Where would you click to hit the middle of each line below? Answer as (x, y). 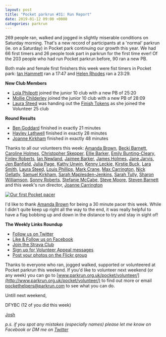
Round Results (20, 118)
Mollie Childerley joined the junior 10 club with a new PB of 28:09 (79, 98)
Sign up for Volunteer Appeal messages (53, 250)
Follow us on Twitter (33, 234)
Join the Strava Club (33, 245)
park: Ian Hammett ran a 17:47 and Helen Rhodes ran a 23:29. (68, 74)
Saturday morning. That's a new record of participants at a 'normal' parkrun (83, 43)
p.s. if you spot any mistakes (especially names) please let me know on (78, 324)
